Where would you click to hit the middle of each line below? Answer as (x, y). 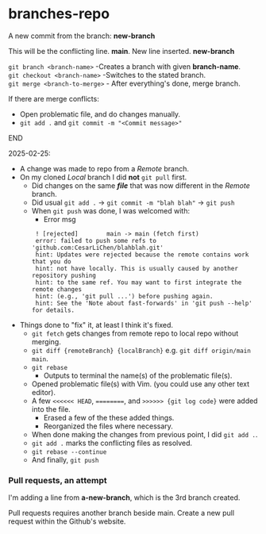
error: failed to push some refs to (96, 240)
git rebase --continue (69, 452)
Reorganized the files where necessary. (108, 426)
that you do (51, 261)
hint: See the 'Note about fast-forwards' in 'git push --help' (144, 303)
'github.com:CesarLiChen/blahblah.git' (98, 248)
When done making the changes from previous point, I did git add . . (145, 434)
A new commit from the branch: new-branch (82, 36)
